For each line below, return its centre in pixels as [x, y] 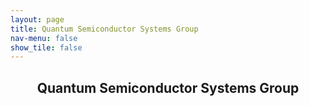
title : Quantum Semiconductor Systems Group [104, 29]
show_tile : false [46, 47]
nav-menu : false [44, 38]
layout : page [37, 19]
